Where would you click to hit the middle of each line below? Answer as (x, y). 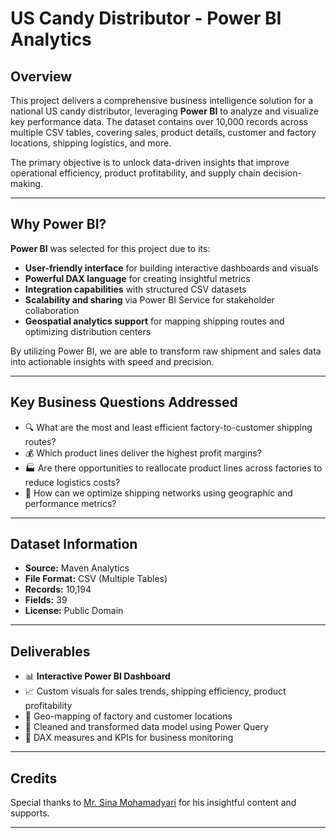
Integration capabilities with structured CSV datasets (135, 289)
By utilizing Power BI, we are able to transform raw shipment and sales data (166, 351)
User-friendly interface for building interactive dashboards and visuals (171, 268)
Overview (41, 76)
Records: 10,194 (58, 589)
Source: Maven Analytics (77, 568)
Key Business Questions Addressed (124, 402)
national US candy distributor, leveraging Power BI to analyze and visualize (164, 111)
